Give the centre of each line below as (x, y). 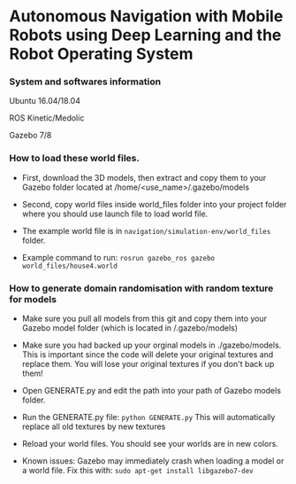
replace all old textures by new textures (94, 426)
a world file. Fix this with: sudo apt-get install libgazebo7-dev (137, 471)
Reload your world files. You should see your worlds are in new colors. (150, 444)
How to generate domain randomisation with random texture (141, 288)
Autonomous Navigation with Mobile (146, 16)
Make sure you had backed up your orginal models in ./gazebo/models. (152, 345)
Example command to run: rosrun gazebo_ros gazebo (118, 257)
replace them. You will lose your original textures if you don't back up (148, 364)
